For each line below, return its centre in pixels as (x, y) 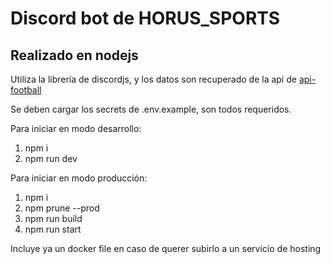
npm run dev (51, 158)
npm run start (53, 229)
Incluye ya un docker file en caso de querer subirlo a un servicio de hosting (166, 248)
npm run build (53, 218)
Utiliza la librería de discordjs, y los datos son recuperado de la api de (153, 79)
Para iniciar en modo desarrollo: (76, 128)
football (26, 90)
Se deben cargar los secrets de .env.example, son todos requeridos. (151, 109)
